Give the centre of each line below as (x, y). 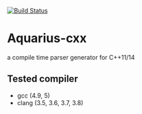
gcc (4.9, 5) (33, 95)
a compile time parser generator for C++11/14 (71, 57)
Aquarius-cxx (47, 38)
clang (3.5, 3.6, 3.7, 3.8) (50, 102)
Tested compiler (43, 79)
